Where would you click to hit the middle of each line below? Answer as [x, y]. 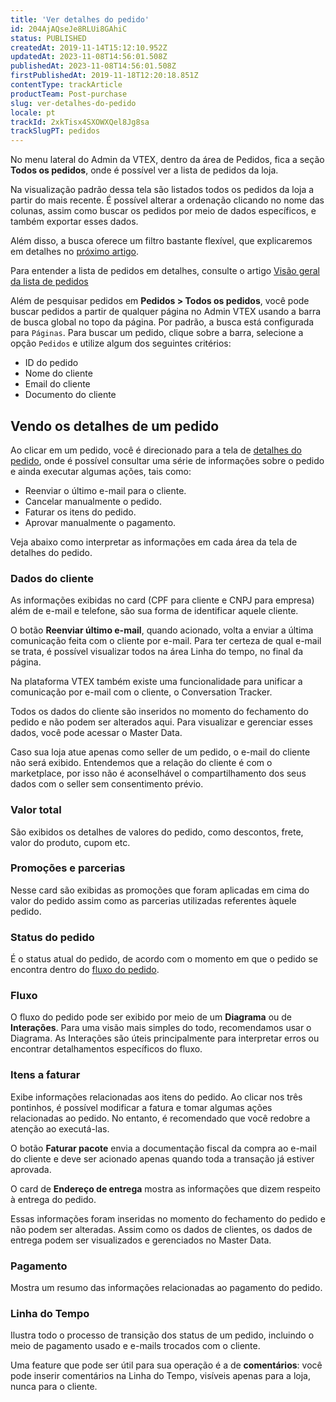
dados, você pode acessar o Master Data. [96, 733]
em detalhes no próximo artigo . [75, 252]
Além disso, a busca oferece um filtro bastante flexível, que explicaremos [161, 241]
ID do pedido [51, 363]
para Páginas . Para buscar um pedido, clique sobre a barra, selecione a [157, 333]
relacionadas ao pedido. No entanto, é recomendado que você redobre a [160, 1118]
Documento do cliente [70, 395]
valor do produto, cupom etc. [70, 842]
